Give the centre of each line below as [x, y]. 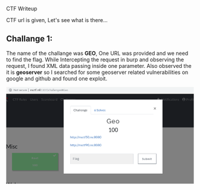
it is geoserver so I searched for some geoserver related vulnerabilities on [97, 72]
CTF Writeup [22, 9]
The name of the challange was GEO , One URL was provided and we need [97, 53]
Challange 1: [29, 39]
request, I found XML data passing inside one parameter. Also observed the [99, 66]
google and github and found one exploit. [57, 78]
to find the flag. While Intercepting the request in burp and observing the [95, 60]
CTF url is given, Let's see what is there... [57, 20]
